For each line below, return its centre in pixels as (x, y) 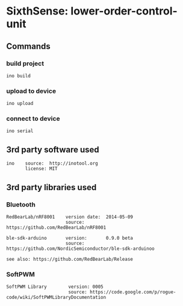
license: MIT (42, 169)
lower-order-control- (124, 11)
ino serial (20, 131)
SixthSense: (37, 11)
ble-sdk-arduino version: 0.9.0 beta (70, 238)
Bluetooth (21, 205)
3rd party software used (53, 149)
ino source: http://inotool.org (52, 164)
